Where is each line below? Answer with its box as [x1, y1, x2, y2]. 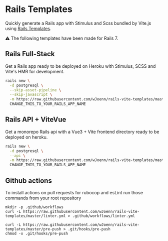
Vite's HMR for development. [5, 68, 65, 74]
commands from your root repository [5, 195, 81, 201]
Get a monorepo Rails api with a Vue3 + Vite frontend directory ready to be [5, 129, 159, 135]
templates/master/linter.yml [5, 213, 66, 218]
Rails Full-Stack [5, 50, 55, 58]
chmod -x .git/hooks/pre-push [5, 231, 68, 236]
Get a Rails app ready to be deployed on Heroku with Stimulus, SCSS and [5, 63, 156, 69]
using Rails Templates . [5, 25, 51, 31]
